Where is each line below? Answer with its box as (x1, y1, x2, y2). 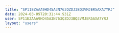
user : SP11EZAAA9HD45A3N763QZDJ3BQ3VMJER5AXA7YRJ (5, 16, 109, 21)
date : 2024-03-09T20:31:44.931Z (5, 12, 71, 16)
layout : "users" (5, 20, 38, 26)
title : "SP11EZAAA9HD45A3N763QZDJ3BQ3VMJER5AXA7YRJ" (5, 7, 115, 12)
